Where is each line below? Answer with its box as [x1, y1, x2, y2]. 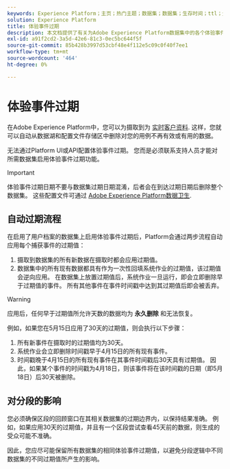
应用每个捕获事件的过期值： [7, 241, 86, 249]
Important [7, 168, 35, 176]
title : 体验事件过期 [7, 23, 60, 30]
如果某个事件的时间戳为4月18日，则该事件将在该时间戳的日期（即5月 [29, 365, 223, 373]
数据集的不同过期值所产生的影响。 [7, 455, 103, 464]
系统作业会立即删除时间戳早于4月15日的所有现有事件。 [16, 347, 171, 356]
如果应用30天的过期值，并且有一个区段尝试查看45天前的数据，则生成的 [18, 423, 220, 431]
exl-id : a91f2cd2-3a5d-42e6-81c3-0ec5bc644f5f [7, 36, 142, 43]
